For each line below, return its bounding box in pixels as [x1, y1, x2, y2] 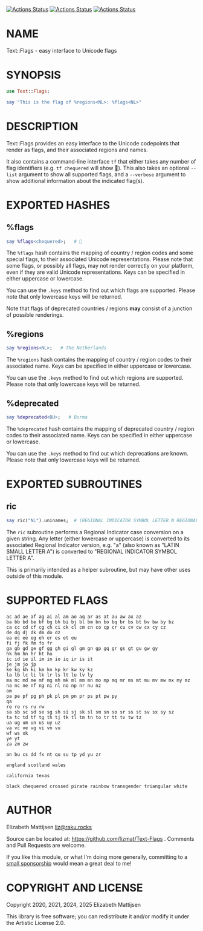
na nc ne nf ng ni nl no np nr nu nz [6, 682, 101, 689]
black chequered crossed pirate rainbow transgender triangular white [6, 783, 188, 789]
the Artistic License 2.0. [6, 919, 65, 926]
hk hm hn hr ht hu [6, 651, 53, 657]
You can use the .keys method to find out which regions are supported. [6, 374, 184, 382]
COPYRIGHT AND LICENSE [6, 881, 143, 895]
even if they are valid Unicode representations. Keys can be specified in [6, 268, 185, 276]
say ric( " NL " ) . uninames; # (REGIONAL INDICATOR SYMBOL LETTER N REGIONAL [6, 517, 199, 523]
